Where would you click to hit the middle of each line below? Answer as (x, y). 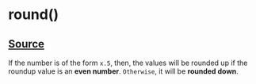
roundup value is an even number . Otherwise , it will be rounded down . (124, 71)
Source (27, 44)
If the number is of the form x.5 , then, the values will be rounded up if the (128, 63)
